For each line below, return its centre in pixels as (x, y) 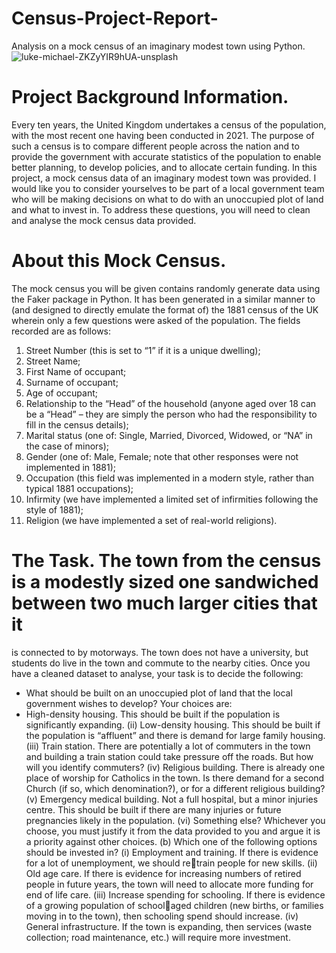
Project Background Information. (150, 97)
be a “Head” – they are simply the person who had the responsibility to (171, 414)
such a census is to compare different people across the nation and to (155, 146)
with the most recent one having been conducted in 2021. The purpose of (163, 135)
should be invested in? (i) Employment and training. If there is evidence (172, 852)
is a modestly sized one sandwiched (165, 582)
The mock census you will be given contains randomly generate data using (166, 288)
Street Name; (53, 361)
